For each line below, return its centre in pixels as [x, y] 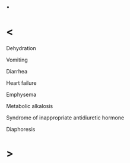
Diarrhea [17, 72]
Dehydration [21, 48]
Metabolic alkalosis [30, 106]
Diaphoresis [21, 130]
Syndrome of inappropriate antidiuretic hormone [65, 118]
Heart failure [21, 83]
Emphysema [21, 95]
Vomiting [17, 60]
